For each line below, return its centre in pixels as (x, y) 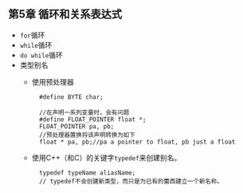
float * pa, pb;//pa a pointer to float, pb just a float (137, 142)
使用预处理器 (53, 81)
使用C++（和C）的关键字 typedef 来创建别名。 (106, 157)
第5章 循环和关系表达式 (65, 14)
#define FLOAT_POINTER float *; (92, 119)
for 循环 (32, 35)
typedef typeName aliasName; (87, 173)
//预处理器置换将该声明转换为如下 (87, 135)
